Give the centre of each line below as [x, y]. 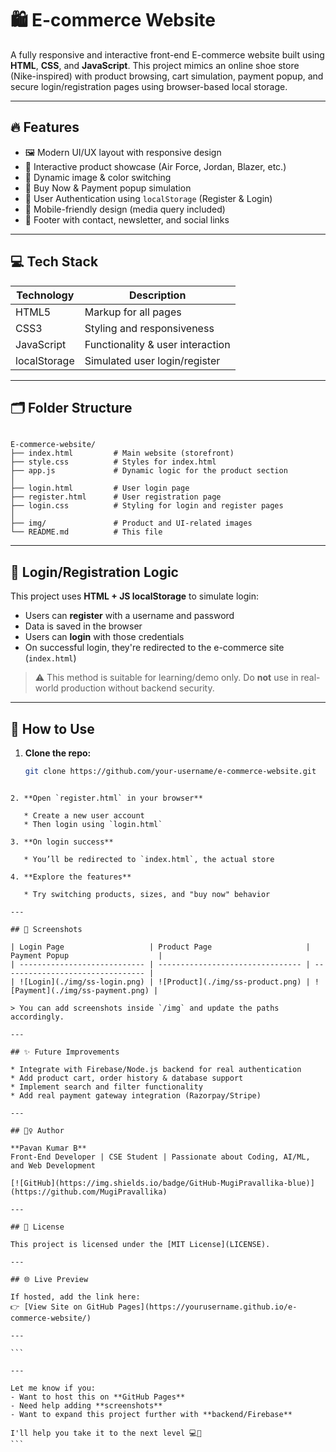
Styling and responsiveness [149, 328]
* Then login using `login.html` [93, 824]
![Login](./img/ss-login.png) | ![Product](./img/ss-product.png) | [165, 982]
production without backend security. [137, 688]
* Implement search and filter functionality [106, 1087]
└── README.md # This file [86, 532]
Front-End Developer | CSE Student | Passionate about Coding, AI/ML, [160, 1157]
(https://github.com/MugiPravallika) [89, 1192]
